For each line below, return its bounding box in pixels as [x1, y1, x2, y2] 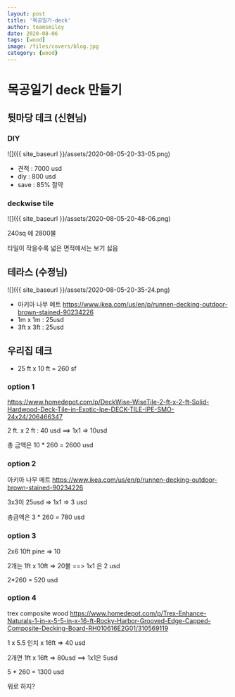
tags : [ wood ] [7, 37, 46, 44]
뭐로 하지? [7, 682, 35, 690]
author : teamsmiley [7, 23, 65, 30]
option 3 [7, 531, 37, 541]
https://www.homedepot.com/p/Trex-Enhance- [70, 609, 207, 618]
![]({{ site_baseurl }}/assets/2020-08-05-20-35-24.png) [7, 286, 170, 294]
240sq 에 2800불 [7, 229, 56, 238]
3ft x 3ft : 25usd [17, 323, 65, 331]
